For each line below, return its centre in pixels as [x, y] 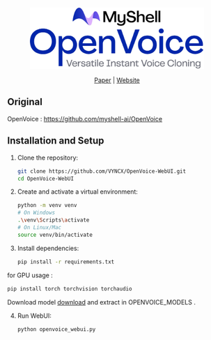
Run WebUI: [34, 316]
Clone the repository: [48, 157]
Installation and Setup [56, 141]
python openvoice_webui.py [56, 329]
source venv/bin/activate [55, 235]
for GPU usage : [30, 275]
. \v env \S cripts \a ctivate [53, 220]
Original [25, 102]
